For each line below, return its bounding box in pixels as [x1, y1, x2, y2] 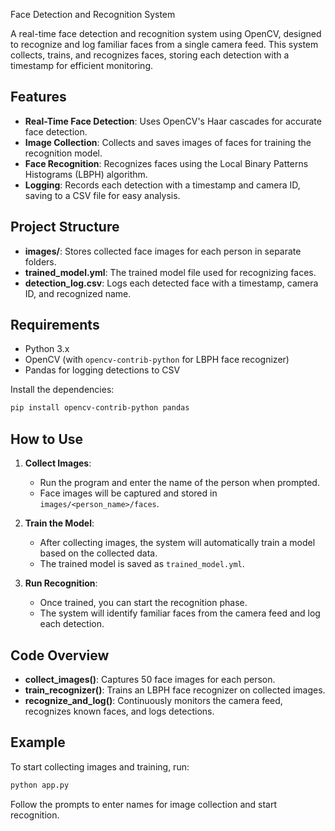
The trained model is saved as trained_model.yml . [39, 558, 245, 570]
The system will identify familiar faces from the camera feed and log [39, 607, 321, 619]
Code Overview [10, 647, 110, 664]
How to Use [10, 430, 84, 448]
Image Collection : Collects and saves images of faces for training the [24, 136, 312, 148]
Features [10, 89, 67, 106]
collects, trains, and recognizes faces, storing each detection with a [10, 49, 290, 61]
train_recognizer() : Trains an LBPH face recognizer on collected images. [24, 684, 326, 696]
